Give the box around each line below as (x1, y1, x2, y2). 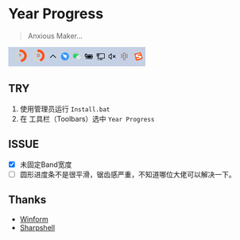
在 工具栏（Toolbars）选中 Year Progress (19, 114, 155, 123)
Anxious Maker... (27, 31, 83, 41)
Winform (19, 214, 49, 223)
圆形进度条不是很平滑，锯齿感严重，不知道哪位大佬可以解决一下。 (19, 169, 236, 179)
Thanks (8, 193, 47, 207)
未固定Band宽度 (19, 160, 72, 169)
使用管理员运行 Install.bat (19, 104, 110, 114)
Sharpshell (19, 223, 56, 232)
